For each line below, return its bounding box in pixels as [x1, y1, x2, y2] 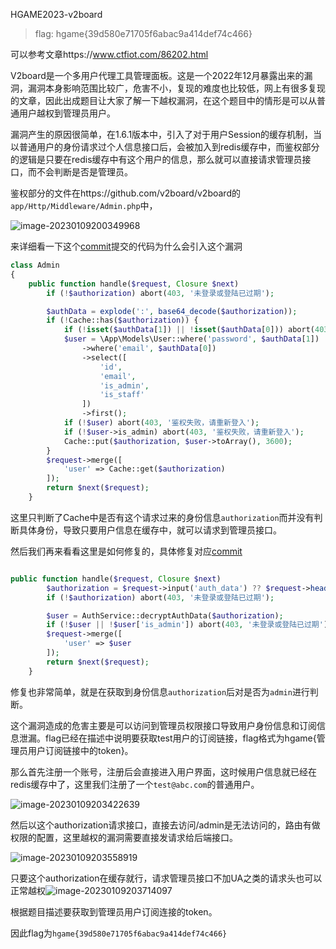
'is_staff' [99, 390, 145, 400]
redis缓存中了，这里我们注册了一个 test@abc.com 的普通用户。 [10, 778, 260, 790]
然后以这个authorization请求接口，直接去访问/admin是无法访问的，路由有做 [10, 819, 321, 831]
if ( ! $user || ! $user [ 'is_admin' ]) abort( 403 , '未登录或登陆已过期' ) [46, 620, 329, 630]
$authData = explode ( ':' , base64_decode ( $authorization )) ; [46, 306, 298, 316]
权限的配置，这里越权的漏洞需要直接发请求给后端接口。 [10, 831, 238, 843]
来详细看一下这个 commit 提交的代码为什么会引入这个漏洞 [10, 240, 243, 252]
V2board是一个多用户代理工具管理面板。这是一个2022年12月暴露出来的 [10, 70, 305, 81]
